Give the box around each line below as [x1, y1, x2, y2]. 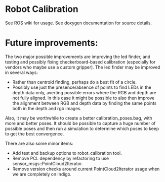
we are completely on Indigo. [12, 171, 72, 177]
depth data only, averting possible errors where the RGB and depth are [12, 89, 157, 95]
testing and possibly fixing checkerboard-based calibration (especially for [5, 59, 156, 65]
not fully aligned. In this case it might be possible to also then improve [12, 95, 155, 101]
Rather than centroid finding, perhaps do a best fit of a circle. [12, 79, 137, 85]
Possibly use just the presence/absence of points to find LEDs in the [12, 84, 152, 90]
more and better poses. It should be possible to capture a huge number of [5, 120, 156, 126]
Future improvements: [5, 37, 98, 49]
